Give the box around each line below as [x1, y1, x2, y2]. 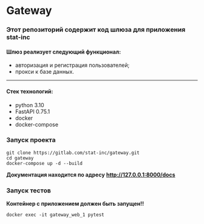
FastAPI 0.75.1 [15, 108, 50, 115]
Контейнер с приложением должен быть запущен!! [6, 200, 144, 208]
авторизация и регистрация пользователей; [15, 61, 130, 69]
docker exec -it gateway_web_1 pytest [6, 212, 104, 218]
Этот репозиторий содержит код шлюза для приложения [6, 26, 186, 34]
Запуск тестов [6, 186, 52, 195]
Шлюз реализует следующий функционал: [6, 48, 121, 55]
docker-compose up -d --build [6, 160, 83, 166]
